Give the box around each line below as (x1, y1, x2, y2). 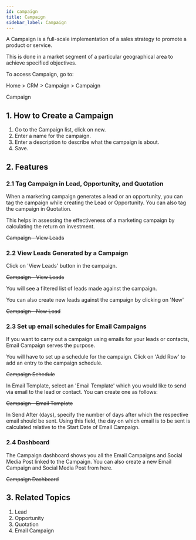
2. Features (6, 162, 49, 172)
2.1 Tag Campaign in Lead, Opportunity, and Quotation (6, 180, 164, 188)
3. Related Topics (6, 492, 70, 502)
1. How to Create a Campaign (6, 110, 114, 120)
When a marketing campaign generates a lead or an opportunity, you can (6, 193, 183, 200)
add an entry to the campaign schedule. (6, 359, 103, 367)
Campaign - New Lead (6, 308, 60, 315)
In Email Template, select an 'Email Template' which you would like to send (6, 382, 187, 389)
